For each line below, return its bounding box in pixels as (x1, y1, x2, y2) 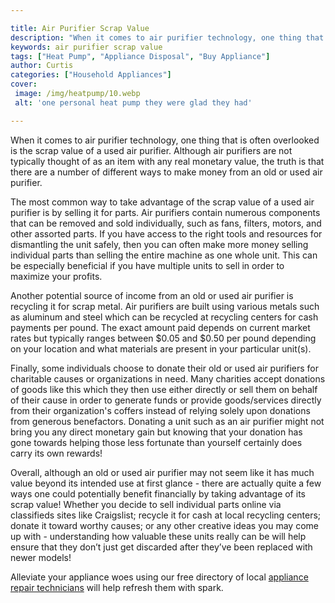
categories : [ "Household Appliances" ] (10, 70, 172, 80)
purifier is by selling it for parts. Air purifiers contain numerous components (10, 206, 321, 218)
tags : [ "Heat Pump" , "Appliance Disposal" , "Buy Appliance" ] (10, 51, 271, 61)
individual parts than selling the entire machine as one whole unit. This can (10, 249, 318, 261)
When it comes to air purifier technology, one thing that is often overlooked (10, 134, 320, 146)
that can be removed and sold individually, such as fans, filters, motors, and (10, 217, 322, 229)
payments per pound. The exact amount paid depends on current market (10, 321, 311, 333)
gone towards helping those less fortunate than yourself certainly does (10, 436, 303, 448)
